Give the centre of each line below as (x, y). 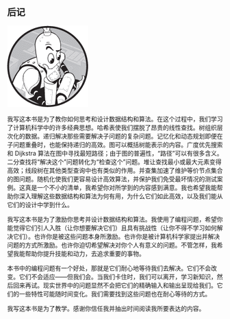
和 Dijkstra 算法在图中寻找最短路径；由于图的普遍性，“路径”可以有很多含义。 (115, 153)
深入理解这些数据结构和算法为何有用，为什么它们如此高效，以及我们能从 (121, 196)
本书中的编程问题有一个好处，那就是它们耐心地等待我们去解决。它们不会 (109, 268)
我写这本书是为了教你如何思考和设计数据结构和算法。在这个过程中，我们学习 (115, 119)
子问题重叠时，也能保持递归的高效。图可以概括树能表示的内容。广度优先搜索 (115, 144)
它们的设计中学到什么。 (40, 204)
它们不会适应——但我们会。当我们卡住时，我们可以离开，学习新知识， (118, 276)
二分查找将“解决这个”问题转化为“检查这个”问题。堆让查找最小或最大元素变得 (114, 162)
